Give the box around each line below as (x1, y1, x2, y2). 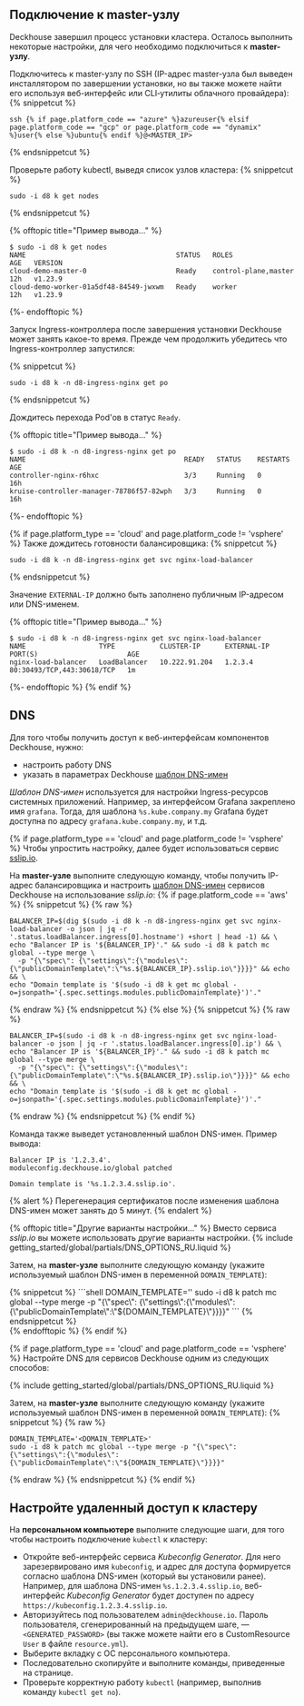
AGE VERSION (9, 258, 64, 267)
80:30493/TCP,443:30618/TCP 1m (9, 665, 136, 675)
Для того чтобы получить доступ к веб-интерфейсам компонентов (9, 731, 270, 743)
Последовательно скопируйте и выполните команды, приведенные (22, 1658, 286, 1669)
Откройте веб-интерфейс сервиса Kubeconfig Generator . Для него (22, 1552, 281, 1562)
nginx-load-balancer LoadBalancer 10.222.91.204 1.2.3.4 (9, 658, 254, 667)
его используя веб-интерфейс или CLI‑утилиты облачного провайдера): (9, 87, 289, 98)
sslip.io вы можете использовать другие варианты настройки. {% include (9, 1232, 293, 1243)
